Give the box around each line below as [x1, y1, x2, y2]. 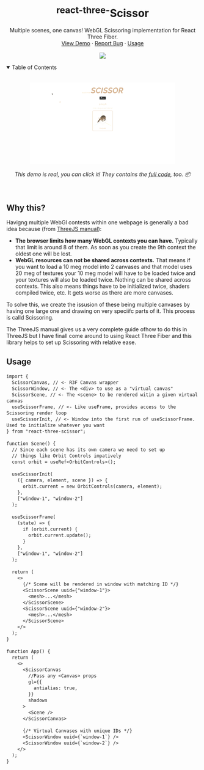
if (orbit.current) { [22, 526, 78, 532]
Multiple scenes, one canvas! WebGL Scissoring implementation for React [9, 27, 196, 34]
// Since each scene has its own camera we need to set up [12, 447, 166, 453]
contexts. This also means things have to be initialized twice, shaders [15, 282, 190, 290]
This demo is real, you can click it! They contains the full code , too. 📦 [14, 170, 191, 178]
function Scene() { [6, 441, 56, 447]
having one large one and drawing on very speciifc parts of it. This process [6, 307, 195, 315]
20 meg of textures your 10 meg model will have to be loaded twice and [15, 269, 195, 277]
